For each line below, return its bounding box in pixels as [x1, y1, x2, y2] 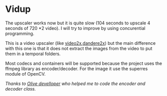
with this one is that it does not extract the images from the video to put [5, 45, 152, 51]
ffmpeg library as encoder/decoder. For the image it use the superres [5, 66, 148, 72]
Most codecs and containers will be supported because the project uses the [5, 60, 162, 66]
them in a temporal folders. [5, 51, 61, 57]
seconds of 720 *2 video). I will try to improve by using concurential [5, 25, 146, 31]
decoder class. [5, 86, 36, 92]
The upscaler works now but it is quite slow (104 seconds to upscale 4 [5, 20, 150, 26]
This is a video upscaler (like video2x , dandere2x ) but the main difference [5, 40, 156, 46]
